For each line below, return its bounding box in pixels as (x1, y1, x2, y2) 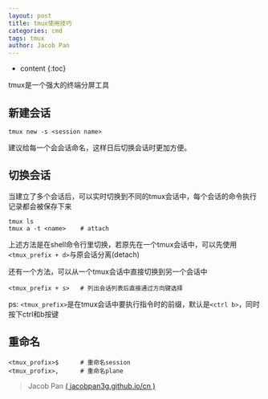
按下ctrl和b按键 (8, 309, 59, 319)
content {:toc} (19, 63, 67, 73)
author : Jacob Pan (8, 42, 70, 50)
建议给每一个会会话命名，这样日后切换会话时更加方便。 (8, 142, 191, 153)
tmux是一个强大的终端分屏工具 (8, 80, 110, 90)
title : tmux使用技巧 (8, 19, 72, 27)
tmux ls (8, 218, 35, 226)
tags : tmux (8, 34, 45, 43)
